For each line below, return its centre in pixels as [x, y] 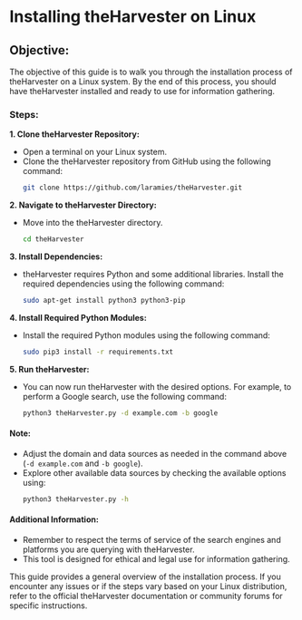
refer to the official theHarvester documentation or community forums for [146, 596]
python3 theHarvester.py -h [75, 499]
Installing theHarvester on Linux [133, 17]
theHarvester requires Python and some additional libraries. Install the [153, 275]
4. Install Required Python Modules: [78, 317]
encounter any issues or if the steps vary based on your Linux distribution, [148, 586]
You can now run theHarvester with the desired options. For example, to [157, 386]
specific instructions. [49, 605]
